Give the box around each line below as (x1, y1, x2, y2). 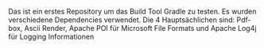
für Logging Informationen (8, 32, 95, 41)
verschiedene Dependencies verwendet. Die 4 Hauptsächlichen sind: (8, 15, 235, 24)
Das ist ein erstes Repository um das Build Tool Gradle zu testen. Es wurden (8, 7, 257, 16)
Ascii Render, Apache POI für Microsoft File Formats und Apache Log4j (24, 24, 257, 32)
